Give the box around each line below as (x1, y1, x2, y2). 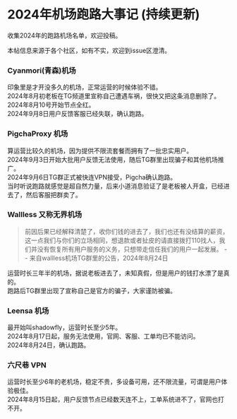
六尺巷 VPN (7, 360, 47, 370)
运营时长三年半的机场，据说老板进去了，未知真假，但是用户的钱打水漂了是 (7, 268, 224, 277)
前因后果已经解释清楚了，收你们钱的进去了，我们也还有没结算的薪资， (24, 227, 229, 235)
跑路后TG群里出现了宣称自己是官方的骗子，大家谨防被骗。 (7, 286, 177, 295)
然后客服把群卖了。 (25, 190, 82, 199)
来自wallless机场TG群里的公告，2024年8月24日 (29, 254, 169, 262)
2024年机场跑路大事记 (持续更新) (7, 6, 200, 23)
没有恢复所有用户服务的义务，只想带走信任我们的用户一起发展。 (37, 244, 223, 253)
